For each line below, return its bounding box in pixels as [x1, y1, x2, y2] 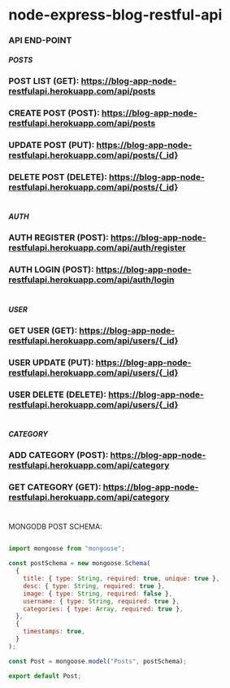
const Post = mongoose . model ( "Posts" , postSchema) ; [8, 657, 187, 665]
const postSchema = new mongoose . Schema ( [8, 560, 151, 568]
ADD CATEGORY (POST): [8, 450, 109, 461]
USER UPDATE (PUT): [8, 356, 94, 368]
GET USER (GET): [8, 324, 78, 336]
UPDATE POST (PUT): [8, 139, 95, 150]
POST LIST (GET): [8, 76, 80, 87]
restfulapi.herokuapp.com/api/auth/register [8, 242, 186, 254]
